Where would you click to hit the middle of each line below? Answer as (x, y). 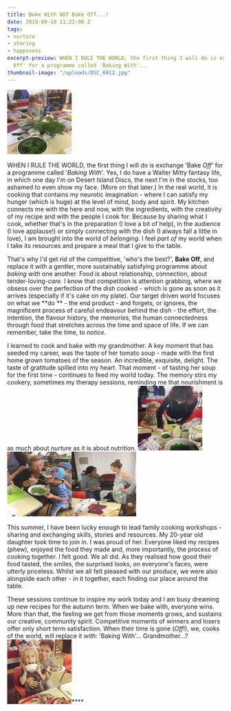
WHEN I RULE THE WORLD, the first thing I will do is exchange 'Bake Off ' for (115, 165)
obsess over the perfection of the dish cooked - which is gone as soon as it (114, 288)
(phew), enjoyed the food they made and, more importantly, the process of (113, 549)
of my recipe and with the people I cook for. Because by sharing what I (107, 216)
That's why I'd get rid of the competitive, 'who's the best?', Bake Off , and (111, 259)
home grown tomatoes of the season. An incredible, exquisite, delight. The (112, 360)
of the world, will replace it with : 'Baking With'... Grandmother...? (98, 636)
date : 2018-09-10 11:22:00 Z (49, 22)
